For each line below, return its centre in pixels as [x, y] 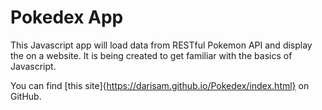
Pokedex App [67, 17]
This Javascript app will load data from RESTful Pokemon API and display [161, 45]
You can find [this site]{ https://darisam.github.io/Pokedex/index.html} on [160, 85]
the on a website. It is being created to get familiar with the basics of [151, 55]
